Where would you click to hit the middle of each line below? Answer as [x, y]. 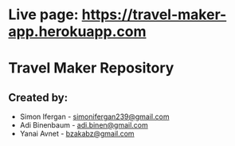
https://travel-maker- [154, 15]
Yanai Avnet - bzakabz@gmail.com [77, 134]
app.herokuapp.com [77, 32]
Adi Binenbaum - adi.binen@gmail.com [84, 125]
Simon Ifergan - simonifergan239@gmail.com [94, 116]
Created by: [38, 97]
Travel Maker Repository [91, 68]
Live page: [43, 15]
